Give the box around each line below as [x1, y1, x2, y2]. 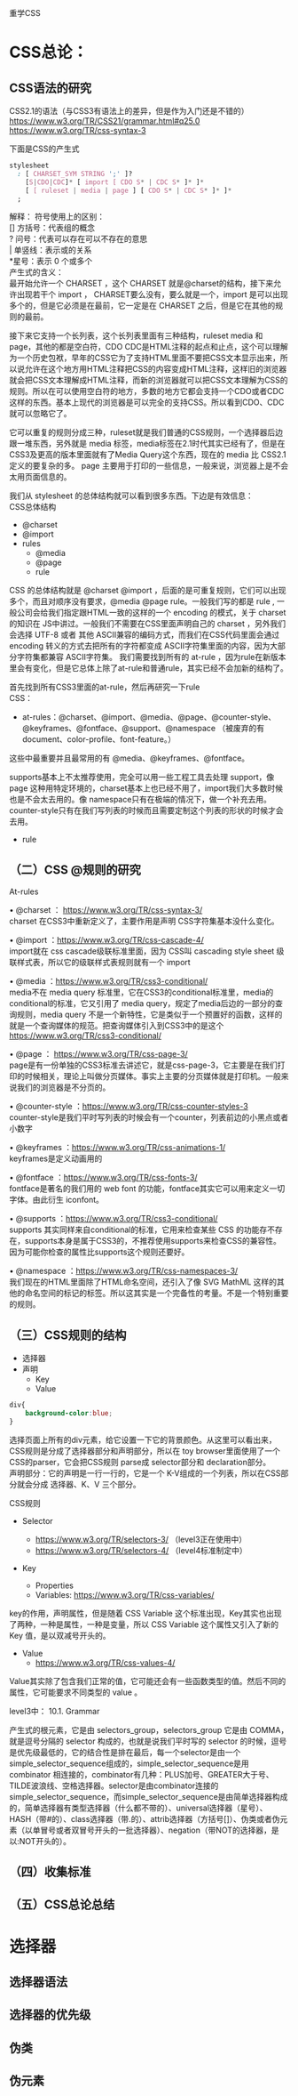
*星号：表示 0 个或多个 [9, 256, 93, 267]
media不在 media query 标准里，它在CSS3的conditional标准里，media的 [9, 987, 274, 998]
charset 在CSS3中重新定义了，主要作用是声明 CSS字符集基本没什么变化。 [9, 915, 279, 927]
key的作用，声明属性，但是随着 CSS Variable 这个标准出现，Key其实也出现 [9, 1608, 282, 1618]
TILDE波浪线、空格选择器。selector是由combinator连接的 [9, 1780, 219, 1791]
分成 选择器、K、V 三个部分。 [32, 1479, 141, 1489]
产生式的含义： [9, 267, 64, 278]
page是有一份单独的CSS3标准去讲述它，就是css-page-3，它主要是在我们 [9, 1060, 278, 1070]
